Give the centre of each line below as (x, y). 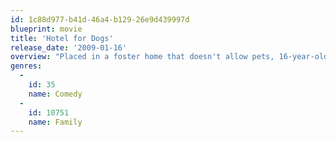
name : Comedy (55, 94)
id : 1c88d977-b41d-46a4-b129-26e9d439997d (100, 19)
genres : (26, 66)
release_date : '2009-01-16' (69, 47)
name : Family (55, 122)
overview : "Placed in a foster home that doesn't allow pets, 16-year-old (169, 57)
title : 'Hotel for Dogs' (62, 38)
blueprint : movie (46, 29)
